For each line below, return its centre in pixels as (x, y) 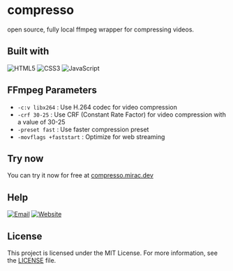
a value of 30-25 (41, 122)
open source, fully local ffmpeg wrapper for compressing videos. (100, 29)
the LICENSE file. (32, 260)
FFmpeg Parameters (52, 90)
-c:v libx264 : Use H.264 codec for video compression (97, 107)
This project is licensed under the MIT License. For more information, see (113, 253)
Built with (28, 51)
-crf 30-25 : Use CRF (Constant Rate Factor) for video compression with (122, 115)
